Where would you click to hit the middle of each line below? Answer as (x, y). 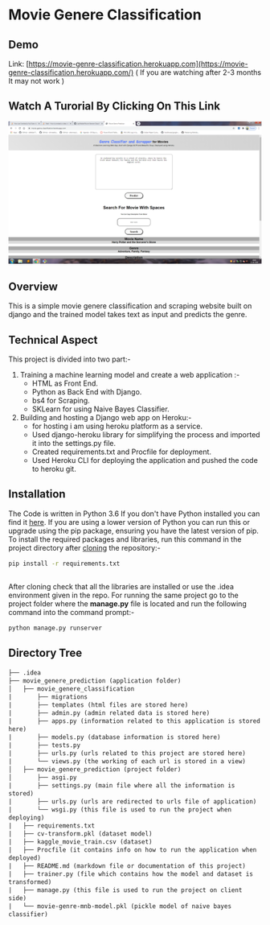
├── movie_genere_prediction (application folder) (95, 681)
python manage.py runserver (55, 628)
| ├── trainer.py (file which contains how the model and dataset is (131, 874)
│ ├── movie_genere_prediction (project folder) (95, 769)
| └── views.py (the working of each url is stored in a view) (127, 761)
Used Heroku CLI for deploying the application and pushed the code (145, 460)
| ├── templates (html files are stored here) (98, 705)
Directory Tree (45, 653)
